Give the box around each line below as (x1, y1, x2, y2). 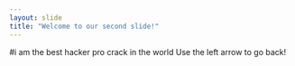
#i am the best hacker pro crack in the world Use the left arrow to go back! (9, 46, 287, 57)
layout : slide (9, 13, 63, 23)
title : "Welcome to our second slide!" (9, 22, 160, 31)
